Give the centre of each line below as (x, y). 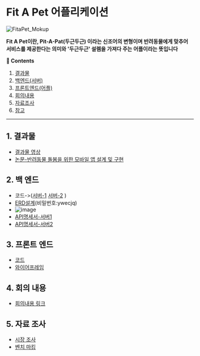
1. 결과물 (21, 137)
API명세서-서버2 (34, 224)
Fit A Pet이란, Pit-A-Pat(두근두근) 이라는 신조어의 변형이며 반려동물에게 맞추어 (97, 41)
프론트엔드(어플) (34, 88)
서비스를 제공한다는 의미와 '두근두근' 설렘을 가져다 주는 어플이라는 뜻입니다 (92, 49)
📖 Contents (20, 61)
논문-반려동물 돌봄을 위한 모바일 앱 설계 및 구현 (69, 159)
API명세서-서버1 (33, 216)
